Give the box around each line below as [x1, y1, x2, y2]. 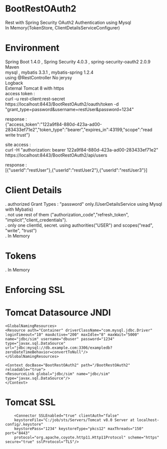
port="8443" [5, 431, 30, 436]
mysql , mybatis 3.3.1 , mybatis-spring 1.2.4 [5, 69, 94, 75]
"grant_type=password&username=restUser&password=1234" [5, 106, 134, 112]
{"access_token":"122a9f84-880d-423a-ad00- [5, 121, 102, 127]
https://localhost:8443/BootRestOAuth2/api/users [5, 152, 108, 158]
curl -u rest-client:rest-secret [5, 96, 65, 102]
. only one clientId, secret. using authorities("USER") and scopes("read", [5, 222, 154, 228]
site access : [5, 142, 31, 148]
